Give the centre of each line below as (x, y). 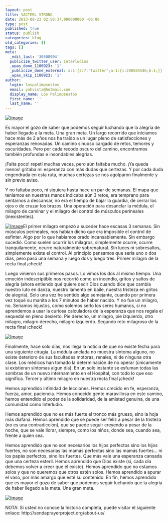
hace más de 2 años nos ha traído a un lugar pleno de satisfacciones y (78, 138)
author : (13, 80)
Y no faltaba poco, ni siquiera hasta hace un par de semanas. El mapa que (82, 190)
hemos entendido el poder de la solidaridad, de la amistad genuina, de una (82, 399)
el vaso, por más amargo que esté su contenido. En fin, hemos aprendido (81, 477)
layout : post (19, 10)
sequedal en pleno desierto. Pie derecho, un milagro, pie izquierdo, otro (79, 316)
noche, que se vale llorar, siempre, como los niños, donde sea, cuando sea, (83, 430)
